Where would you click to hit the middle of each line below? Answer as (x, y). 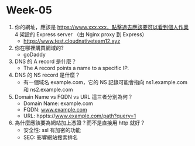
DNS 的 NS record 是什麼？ (47, 75)
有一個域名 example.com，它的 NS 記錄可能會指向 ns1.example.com (105, 82)
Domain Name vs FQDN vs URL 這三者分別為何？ (74, 96)
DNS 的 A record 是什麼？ (46, 61)
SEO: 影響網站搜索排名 (50, 137)
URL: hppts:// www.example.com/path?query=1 (80, 116)
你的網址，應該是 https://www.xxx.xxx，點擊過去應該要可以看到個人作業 (102, 27)
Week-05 (29, 10)
